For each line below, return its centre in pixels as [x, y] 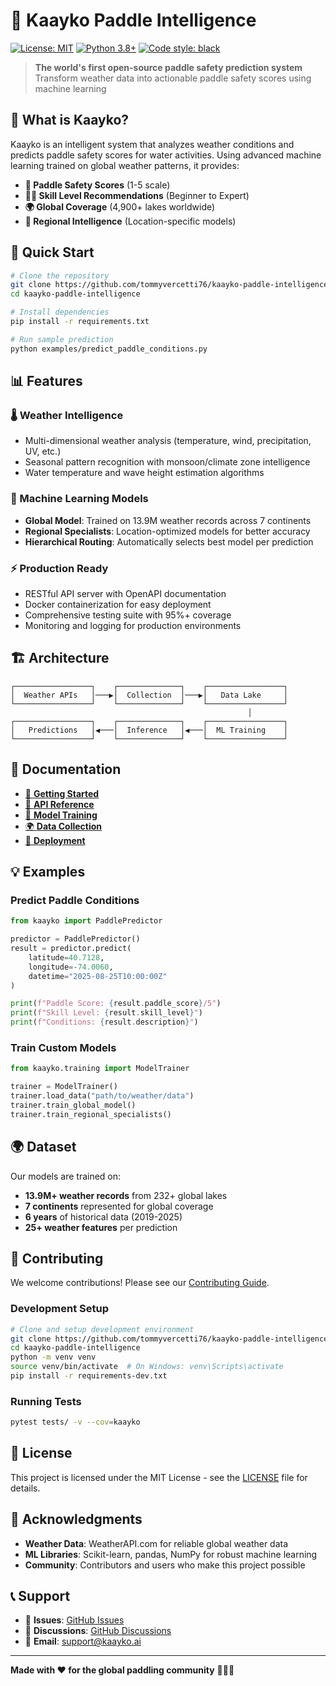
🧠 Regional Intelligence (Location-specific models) [130, 221]
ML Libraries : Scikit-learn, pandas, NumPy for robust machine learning [171, 1554]
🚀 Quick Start [52, 252]
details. [25, 1488]
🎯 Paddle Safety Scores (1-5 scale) [97, 185]
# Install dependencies [60, 312]
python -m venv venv [53, 1357]
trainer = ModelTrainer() [64, 1087]
